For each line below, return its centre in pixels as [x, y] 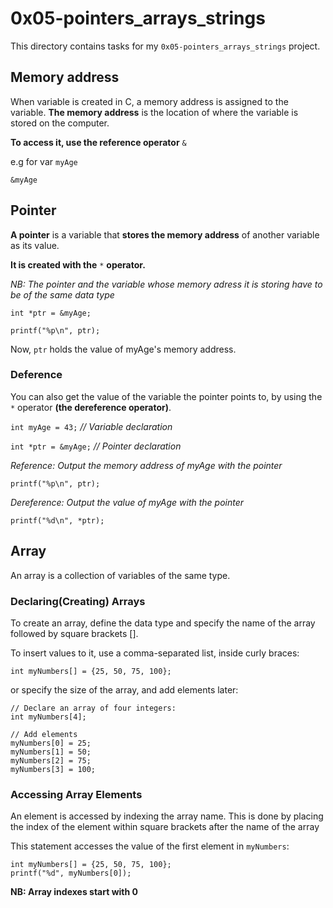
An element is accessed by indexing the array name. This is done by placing [167, 816]
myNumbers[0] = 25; [51, 743]
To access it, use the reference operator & [98, 142]
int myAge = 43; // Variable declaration [91, 426]
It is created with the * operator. [78, 264]
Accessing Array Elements [76, 794]
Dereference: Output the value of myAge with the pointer [127, 502]
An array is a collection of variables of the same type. [120, 575]
